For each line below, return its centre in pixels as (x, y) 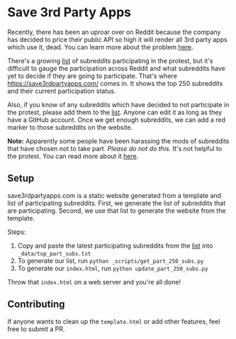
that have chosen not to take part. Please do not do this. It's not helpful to (115, 148)
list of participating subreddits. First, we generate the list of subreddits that (116, 203)
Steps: (17, 232)
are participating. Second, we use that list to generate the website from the (117, 211)
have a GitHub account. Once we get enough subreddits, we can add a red (116, 120)
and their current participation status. (62, 91)
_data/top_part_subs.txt (54, 254)
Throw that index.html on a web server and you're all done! (94, 282)
